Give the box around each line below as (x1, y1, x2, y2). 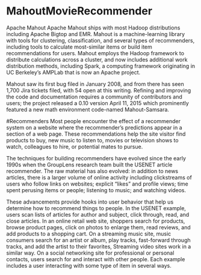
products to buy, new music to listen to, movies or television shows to (6, 136, 179, 144)
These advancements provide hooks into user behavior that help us (6, 198, 174, 205)
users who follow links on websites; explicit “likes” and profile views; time (6, 180, 188, 187)
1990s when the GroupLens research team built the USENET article (6, 161, 173, 168)
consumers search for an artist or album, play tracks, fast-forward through (6, 236, 191, 244)
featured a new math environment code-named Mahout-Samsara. (6, 106, 170, 113)
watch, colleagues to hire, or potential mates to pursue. (6, 143, 143, 150)
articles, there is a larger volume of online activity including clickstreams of (6, 174, 193, 181)
